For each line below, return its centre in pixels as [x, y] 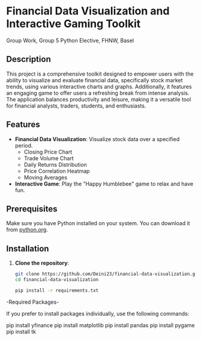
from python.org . [27, 230]
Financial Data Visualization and [88, 11]
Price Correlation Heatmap [57, 171]
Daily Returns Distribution [55, 164]
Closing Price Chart [48, 152]
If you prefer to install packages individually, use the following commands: [98, 313]
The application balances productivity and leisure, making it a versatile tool [99, 99]
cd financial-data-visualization [57, 280]
